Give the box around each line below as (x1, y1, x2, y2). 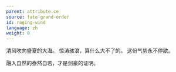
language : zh (6, 25, 38, 31)
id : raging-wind (6, 19, 46, 25)
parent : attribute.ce (6, 8, 59, 15)
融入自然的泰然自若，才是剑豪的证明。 (6, 60, 99, 67)
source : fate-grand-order (6, 14, 69, 20)
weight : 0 (6, 30, 31, 36)
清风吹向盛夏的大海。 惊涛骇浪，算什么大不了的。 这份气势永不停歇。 (6, 47, 174, 54)
